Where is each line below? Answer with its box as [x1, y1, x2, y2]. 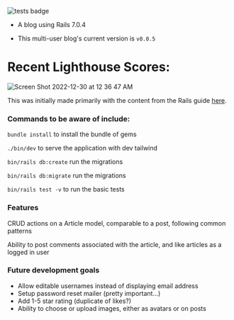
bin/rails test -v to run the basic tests [7, 185, 126, 194]
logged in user [7, 248, 50, 256]
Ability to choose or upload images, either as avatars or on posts [17, 304, 207, 312]
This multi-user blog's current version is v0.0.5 [17, 34, 156, 43]
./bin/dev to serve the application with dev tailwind [7, 144, 158, 153]
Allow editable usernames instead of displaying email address [17, 281, 199, 290]
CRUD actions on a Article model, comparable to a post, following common [7, 219, 226, 227]
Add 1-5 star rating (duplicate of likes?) [17, 297, 132, 305]
